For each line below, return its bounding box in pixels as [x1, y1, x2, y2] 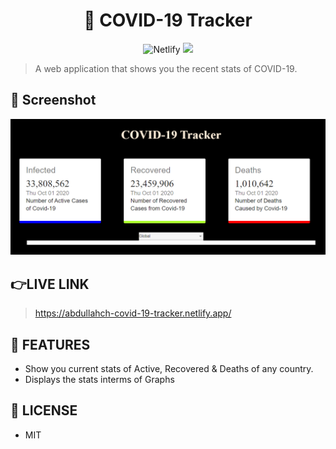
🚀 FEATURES [10, 336, 91, 353]
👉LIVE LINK [10, 275, 90, 293]
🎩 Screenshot [10, 92, 97, 109]
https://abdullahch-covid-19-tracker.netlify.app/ [34, 307, 232, 319]
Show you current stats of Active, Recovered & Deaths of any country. [24, 362, 314, 374]
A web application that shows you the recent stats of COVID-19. [34, 62, 298, 74]
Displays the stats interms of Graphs [24, 373, 175, 385]
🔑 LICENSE [10, 402, 78, 419]
